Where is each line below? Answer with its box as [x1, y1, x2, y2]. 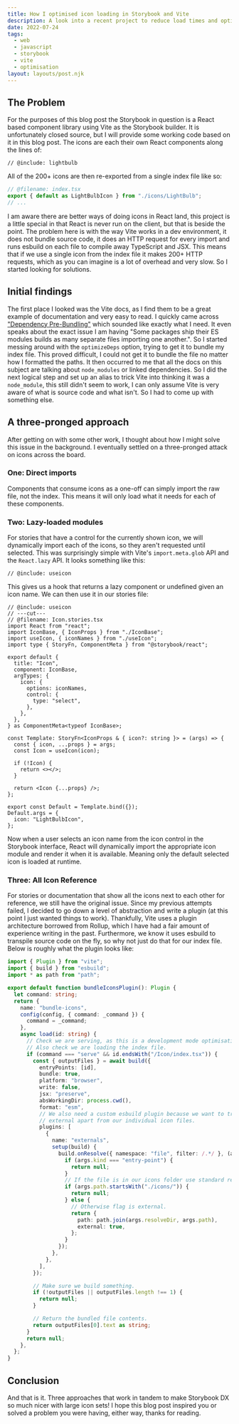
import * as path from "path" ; [7, 971, 100, 979]
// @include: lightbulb [7, 160, 78, 167]
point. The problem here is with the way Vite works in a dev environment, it [7, 227, 227, 235]
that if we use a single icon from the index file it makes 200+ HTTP [7, 250, 203, 258]
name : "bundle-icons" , [20, 1004, 87, 1011]
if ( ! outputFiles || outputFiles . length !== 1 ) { [33, 1289, 183, 1296]
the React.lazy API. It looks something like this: [7, 556, 146, 565]
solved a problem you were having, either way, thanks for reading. [7, 1409, 201, 1418]
